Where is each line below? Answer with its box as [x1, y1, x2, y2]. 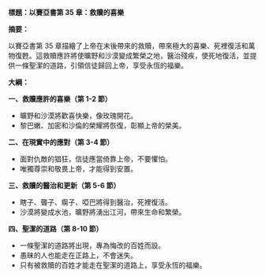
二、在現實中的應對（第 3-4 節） [8, 138, 114, 146]
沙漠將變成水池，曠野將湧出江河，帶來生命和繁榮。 [19, 208, 186, 216]
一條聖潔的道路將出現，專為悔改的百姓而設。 [19, 241, 166, 250]
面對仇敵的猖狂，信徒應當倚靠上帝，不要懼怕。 [19, 154, 172, 164]
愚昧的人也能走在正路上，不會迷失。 [19, 251, 138, 260]
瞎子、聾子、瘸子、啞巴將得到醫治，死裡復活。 [19, 198, 172, 207]
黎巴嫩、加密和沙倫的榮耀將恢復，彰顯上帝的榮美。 [19, 121, 186, 130]
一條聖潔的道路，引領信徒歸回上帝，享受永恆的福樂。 [14, 61, 188, 70]
